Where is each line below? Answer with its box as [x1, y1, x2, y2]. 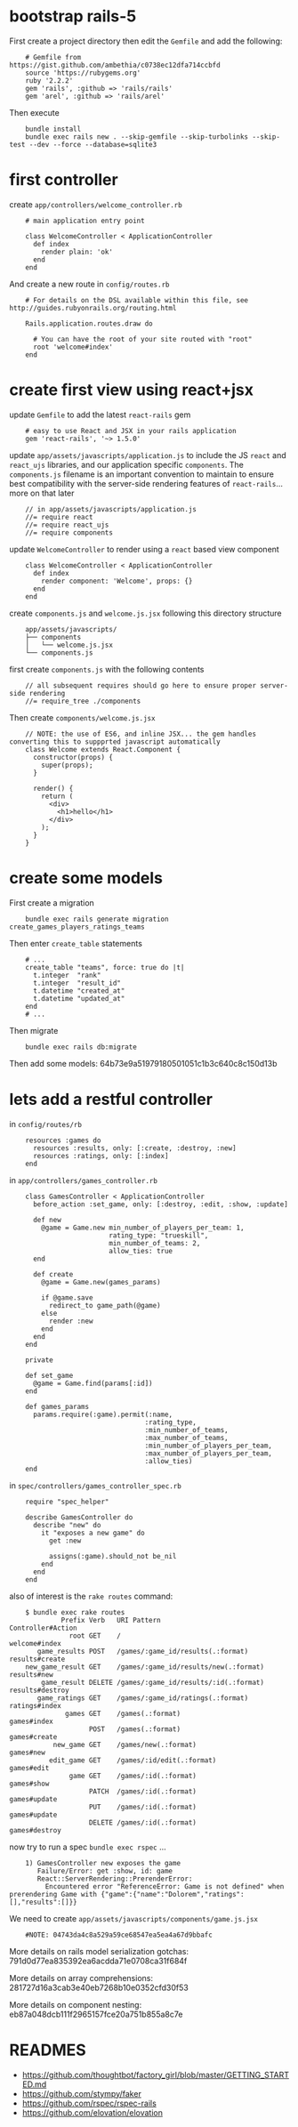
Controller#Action [9, 1623, 77, 1632]
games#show [9, 1779, 50, 1788]
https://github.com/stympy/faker [21, 2088, 142, 2099]
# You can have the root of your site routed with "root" [32, 334, 253, 343]
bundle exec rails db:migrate [25, 1043, 138, 1051]
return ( [41, 792, 74, 801]
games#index [9, 1717, 53, 1726]
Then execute [9, 107, 60, 117]
